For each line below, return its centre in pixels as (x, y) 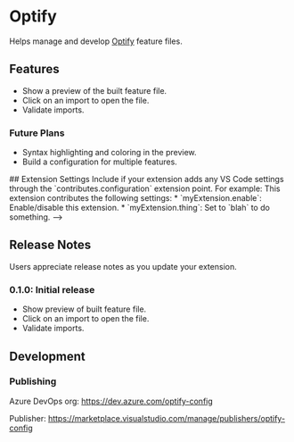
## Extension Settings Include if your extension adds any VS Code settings (147, 179)
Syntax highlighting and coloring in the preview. (110, 153)
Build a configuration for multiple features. (100, 162)
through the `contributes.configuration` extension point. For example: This (145, 188)
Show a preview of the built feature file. (94, 90)
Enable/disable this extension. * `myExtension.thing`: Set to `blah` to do (139, 208)
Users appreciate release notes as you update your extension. (123, 266)
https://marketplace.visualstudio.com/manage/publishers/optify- (167, 418)
